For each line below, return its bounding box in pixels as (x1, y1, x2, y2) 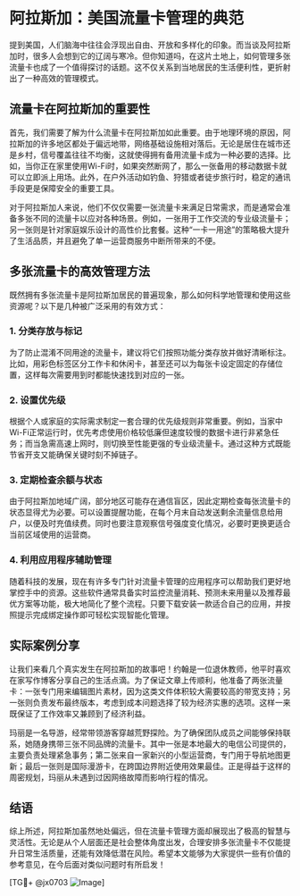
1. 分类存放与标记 (9, 325, 83, 338)
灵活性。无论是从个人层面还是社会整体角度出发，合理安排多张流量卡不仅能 (9, 837, 283, 848)
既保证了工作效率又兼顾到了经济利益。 (9, 708, 150, 719)
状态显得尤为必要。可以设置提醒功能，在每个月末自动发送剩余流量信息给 (9, 507, 275, 518)
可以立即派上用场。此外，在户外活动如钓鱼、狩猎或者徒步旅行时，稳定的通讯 (9, 172, 291, 182)
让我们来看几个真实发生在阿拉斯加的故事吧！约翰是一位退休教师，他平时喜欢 (9, 663, 291, 674)
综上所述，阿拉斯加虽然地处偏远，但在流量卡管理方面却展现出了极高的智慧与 (9, 825, 291, 836)
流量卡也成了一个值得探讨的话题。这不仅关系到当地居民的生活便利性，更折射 (9, 62, 291, 72)
